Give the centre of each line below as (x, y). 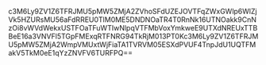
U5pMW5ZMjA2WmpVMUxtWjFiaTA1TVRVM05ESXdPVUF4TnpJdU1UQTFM (132, 45)
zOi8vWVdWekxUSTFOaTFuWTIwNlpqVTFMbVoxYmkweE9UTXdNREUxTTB (133, 28)
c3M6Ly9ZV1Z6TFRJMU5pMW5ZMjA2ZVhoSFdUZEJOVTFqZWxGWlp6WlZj (133, 11)
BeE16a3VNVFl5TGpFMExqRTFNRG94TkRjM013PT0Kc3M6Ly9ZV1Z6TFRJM (133, 36)
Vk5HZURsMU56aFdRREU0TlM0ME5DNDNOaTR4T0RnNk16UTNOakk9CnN (132, 20)
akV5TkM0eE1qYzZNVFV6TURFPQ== (71, 53)
